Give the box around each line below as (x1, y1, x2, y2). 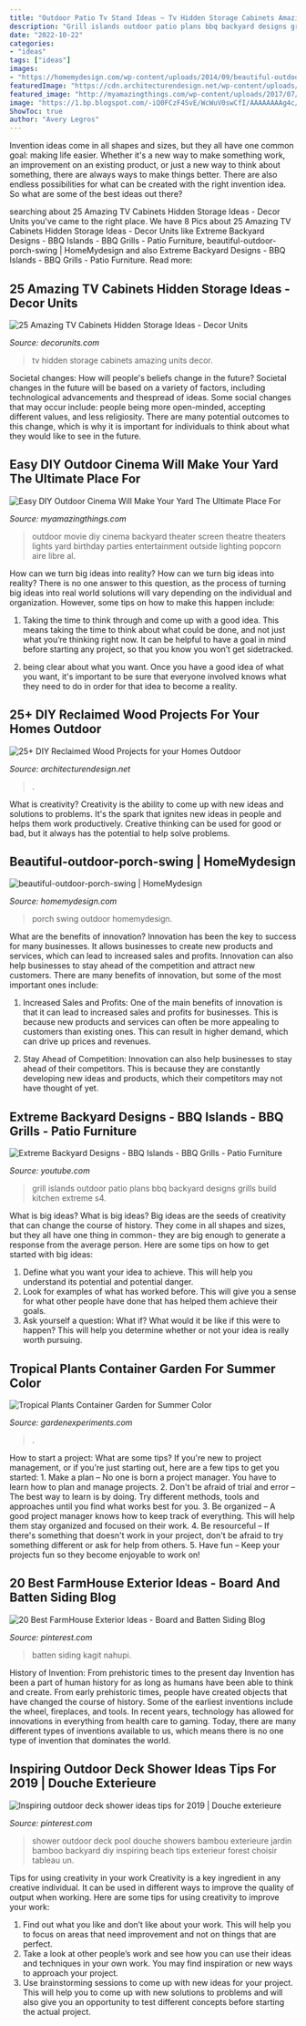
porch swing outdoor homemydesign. (31, 914, 173, 925)
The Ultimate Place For (9, 471, 141, 487)
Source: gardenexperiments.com (9, 1417, 133, 1428)
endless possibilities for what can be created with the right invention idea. (9, 179, 287, 190)
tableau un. (31, 1855, 75, 1866)
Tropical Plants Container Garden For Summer (9, 1360, 276, 1377)
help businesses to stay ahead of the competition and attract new (9, 960, 256, 971)
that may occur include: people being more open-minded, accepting (9, 401, 266, 412)
